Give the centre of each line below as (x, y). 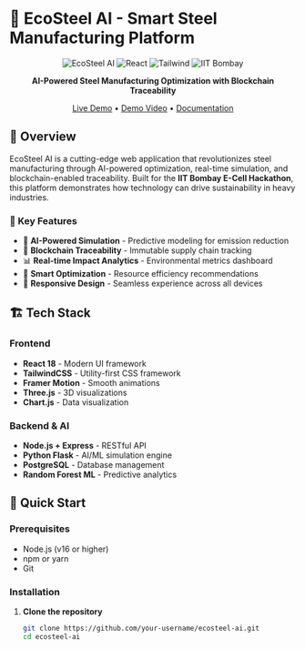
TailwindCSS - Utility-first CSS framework (102, 373)
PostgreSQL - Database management (93, 465)
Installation (35, 592)
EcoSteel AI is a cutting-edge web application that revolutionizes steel (140, 158)
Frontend (30, 343)
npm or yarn (46, 558)
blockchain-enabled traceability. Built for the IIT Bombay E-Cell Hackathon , (152, 177)
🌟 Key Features (43, 220)
